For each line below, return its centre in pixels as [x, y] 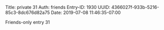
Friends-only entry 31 [28, 22]
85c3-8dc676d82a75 [28, 12]
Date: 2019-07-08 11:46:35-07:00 [86, 12]
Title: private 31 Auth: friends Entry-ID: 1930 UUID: [58, 7]
